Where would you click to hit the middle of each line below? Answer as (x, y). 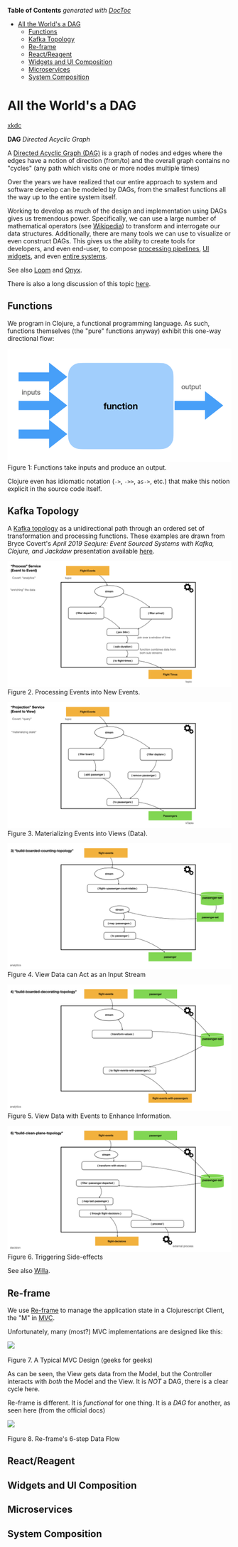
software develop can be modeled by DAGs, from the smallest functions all (117, 189)
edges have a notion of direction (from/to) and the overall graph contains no (119, 160)
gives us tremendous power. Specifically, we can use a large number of (112, 218)
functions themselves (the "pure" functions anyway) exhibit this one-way (114, 331)
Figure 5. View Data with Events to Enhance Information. (90, 1116)
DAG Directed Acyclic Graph (49, 139)
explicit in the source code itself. (55, 489)
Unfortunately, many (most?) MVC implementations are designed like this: (115, 1332)
